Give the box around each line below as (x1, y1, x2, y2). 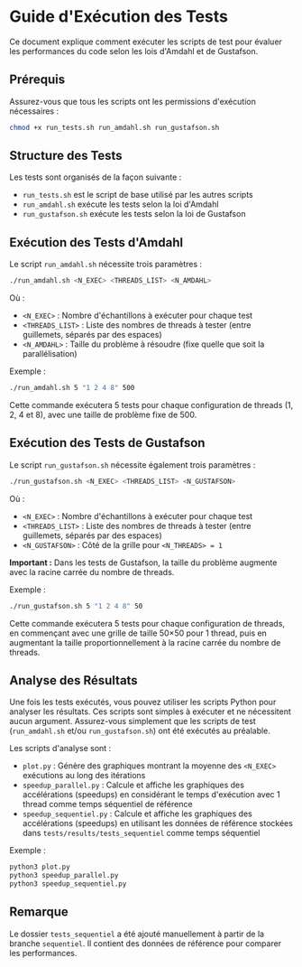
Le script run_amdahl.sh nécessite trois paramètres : (9, 259, 203, 270)
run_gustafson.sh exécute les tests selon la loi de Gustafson (22, 209, 246, 219)
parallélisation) (22, 349, 78, 359)
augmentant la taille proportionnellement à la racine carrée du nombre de (9, 637, 281, 647)
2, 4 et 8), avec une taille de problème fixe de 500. (9, 409, 197, 420)
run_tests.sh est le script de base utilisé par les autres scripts (22, 190, 254, 200)
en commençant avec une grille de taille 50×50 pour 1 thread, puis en (9, 628, 268, 638)
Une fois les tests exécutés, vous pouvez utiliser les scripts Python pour (9, 697, 277, 708)
